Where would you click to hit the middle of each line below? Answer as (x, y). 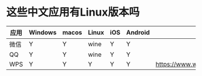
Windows (43, 32)
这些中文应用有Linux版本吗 (73, 12)
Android (138, 32)
